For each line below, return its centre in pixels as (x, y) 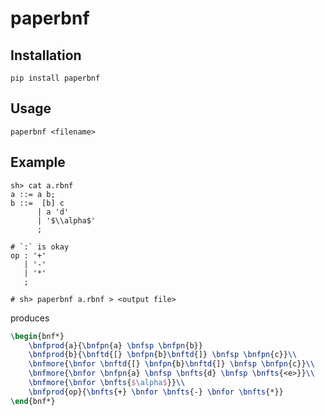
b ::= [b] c (37, 203)
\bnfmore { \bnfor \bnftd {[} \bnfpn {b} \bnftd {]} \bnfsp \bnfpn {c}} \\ (171, 364)
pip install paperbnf (55, 78)
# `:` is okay (40, 247)
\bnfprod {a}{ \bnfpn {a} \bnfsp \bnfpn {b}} (115, 345)
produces (30, 318)
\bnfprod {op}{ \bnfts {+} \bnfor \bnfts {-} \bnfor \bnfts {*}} (156, 392)
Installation (46, 55)
